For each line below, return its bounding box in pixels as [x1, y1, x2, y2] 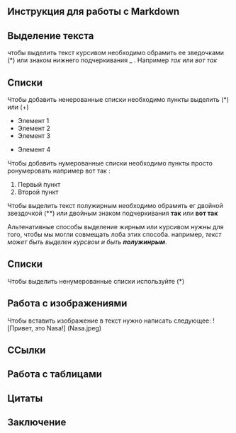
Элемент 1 [17, 117, 50, 125]
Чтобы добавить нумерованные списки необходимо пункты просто [7, 159, 213, 168]
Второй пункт [17, 187, 59, 197]
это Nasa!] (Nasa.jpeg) [35, 323, 102, 332]
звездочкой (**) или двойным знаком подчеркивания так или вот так [7, 209, 218, 218]
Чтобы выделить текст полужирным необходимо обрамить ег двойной [7, 202, 223, 210]
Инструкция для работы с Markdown [7, 6, 180, 18]
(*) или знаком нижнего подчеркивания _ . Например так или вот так [7, 56, 218, 64]
